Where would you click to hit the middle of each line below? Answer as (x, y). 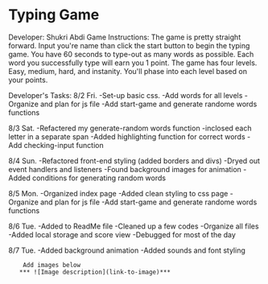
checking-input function (64, 145)
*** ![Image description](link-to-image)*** (95, 272)
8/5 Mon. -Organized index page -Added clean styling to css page (118, 193)
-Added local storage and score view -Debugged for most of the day (122, 234)
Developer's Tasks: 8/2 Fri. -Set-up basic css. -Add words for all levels (126, 95)
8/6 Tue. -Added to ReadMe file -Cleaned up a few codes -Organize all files (134, 226)
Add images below (52, 265)
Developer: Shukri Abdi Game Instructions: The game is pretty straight (125, 37)
